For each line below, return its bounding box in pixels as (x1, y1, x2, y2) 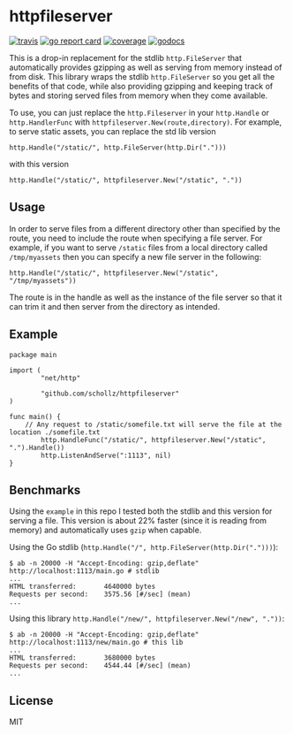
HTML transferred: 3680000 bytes (9, 654, 156, 662)
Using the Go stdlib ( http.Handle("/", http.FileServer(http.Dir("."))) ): (9, 542, 279, 553)
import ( (9, 365, 41, 375)
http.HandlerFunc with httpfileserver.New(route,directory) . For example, (9, 117, 282, 127)
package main (9, 350, 57, 359)
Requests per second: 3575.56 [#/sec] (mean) (9, 590, 192, 599)
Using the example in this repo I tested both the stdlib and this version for (9, 506, 273, 516)
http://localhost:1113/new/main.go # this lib (9, 638, 184, 647)
